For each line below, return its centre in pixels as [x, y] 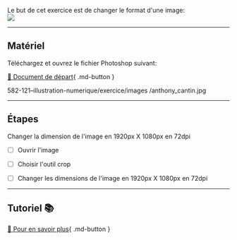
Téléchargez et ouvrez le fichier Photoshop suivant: [82, 63]
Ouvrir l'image [38, 150]
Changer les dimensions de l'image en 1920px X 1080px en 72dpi [113, 178]
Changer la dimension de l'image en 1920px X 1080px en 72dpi [99, 136]
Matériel [26, 46]
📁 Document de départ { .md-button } [61, 76]
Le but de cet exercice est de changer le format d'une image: [96, 10]
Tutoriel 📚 [31, 209]
